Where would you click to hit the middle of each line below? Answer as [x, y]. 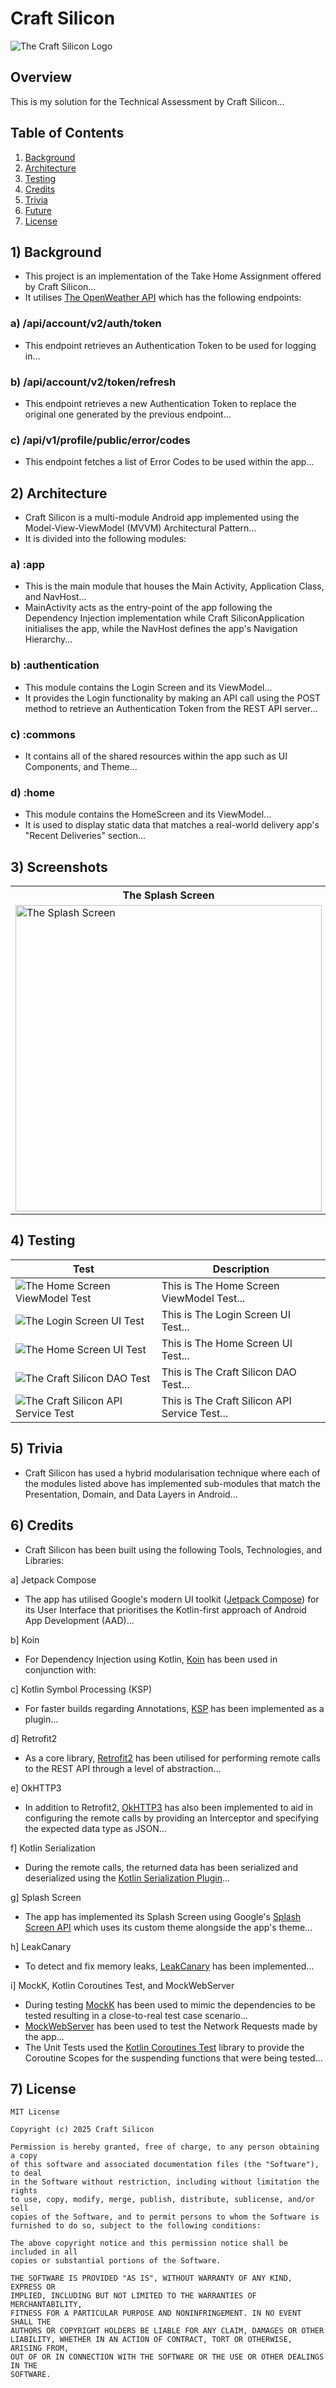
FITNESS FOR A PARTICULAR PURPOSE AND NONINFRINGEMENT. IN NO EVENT [156, 2313]
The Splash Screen [168, 895]
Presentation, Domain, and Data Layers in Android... [131, 1494]
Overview [41, 77]
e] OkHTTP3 [36, 1788]
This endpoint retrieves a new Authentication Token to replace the [160, 403]
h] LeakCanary [41, 1946]
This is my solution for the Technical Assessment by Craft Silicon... [147, 101]
